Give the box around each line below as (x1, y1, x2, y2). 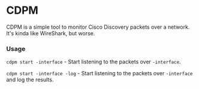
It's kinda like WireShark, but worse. (6, 29, 95, 36)
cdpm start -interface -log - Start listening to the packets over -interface (6, 70, 193, 77)
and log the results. (6, 76, 54, 84)
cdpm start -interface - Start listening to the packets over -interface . (6, 58, 181, 66)
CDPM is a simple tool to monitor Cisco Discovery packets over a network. (6, 23, 190, 30)
